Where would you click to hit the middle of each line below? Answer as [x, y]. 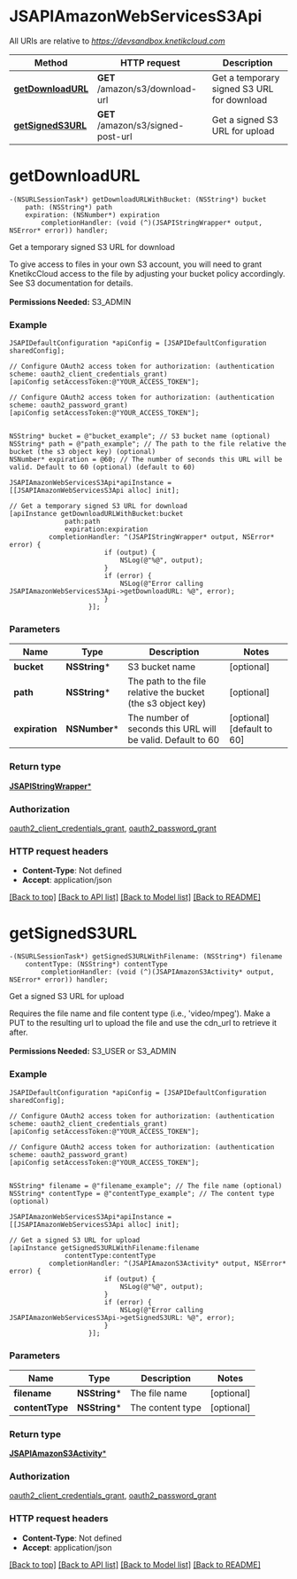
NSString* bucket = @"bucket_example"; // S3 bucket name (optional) [140, 436]
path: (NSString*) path [69, 207]
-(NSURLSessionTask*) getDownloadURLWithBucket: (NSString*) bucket [138, 199]
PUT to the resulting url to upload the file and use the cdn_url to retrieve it [143, 1023]
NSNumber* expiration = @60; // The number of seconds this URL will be [146, 460]
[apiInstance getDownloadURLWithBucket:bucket [96, 514]
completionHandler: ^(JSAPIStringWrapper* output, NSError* [161, 537]
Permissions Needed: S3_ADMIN [70, 301]
